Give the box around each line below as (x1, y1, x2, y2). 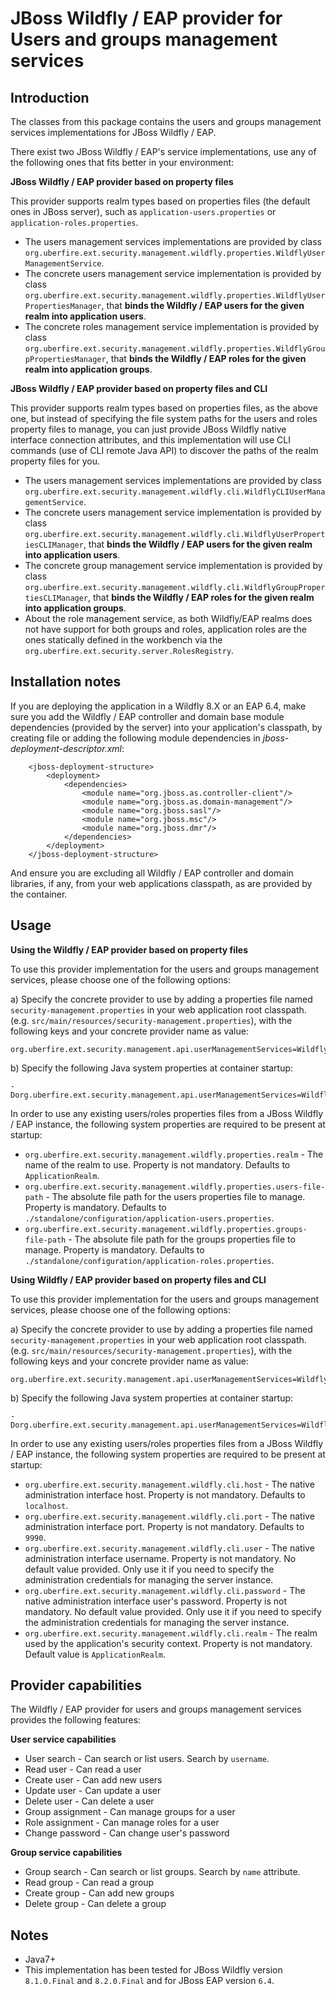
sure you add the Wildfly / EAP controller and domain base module (10, 710, 285, 722)
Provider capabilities (10, 1677, 143, 1694)
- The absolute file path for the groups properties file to (68, 1233, 296, 1245)
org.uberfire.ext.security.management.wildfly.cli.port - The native (24, 1510, 315, 1522)
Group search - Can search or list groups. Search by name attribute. (24, 1866, 301, 1878)
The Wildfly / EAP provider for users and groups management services (10, 1703, 302, 1716)
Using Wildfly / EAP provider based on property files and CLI (10, 1273, 267, 1286)
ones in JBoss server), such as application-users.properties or (10, 206, 277, 217)
